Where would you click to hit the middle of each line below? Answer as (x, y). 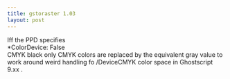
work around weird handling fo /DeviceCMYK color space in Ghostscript (110, 62)
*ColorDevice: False (36, 47)
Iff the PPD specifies (36, 39)
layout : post (26, 20)
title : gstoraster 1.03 (42, 14)
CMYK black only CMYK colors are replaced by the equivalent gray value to (115, 54)
